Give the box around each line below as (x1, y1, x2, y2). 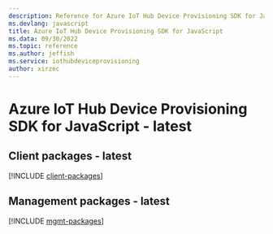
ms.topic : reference (8, 42, 79, 50)
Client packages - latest (8, 149, 132, 163)
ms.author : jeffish (8, 50, 75, 58)
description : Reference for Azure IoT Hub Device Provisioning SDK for (8, 11, 256, 20)
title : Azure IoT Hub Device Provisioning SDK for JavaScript (8, 27, 223, 35)
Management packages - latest (8, 194, 171, 208)
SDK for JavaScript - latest (8, 117, 193, 135)
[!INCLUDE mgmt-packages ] (8, 216, 104, 226)
